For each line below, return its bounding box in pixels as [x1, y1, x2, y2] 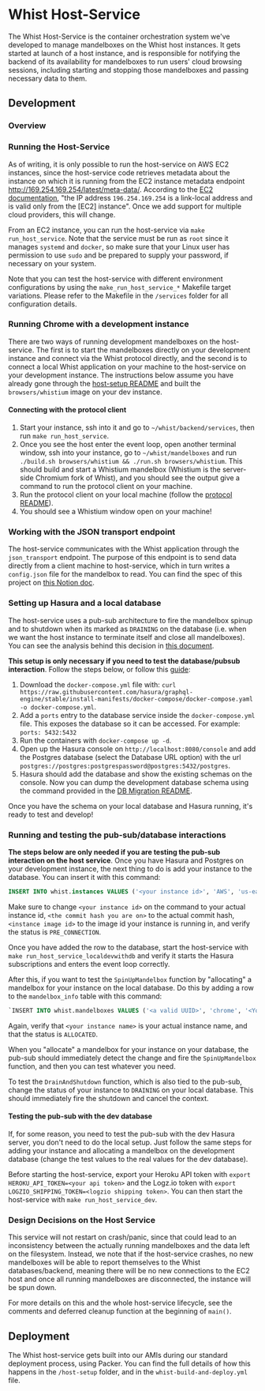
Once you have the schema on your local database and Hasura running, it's [8, 801, 253, 810]
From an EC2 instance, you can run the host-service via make [8, 225, 205, 235]
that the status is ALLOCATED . [8, 1029, 99, 1039]
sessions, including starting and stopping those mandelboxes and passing [8, 65, 249, 74]
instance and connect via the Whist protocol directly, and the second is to [8, 353, 248, 363]
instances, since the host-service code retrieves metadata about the [8, 167, 230, 177]
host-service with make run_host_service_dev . [8, 1194, 158, 1204]
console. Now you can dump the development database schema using [19, 777, 249, 787]
